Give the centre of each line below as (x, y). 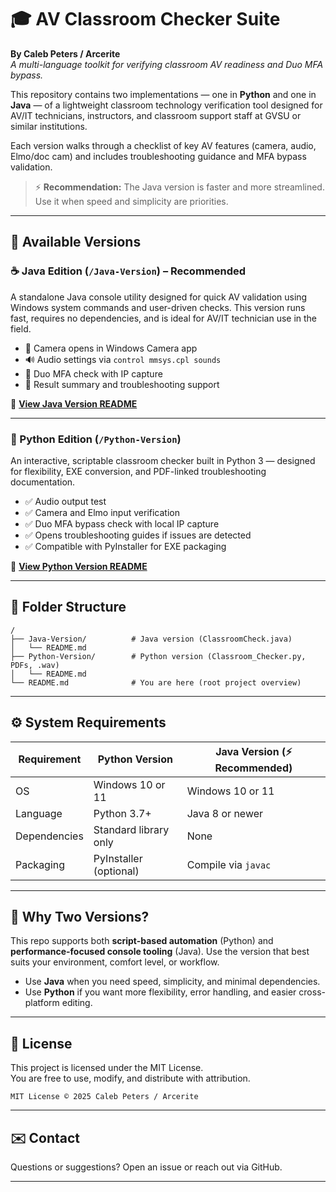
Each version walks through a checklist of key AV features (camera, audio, (163, 145)
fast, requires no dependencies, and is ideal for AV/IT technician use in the (164, 318)
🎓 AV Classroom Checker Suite (145, 19)
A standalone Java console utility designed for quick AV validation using (159, 297)
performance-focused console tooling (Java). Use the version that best (160, 952)
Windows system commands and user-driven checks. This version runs (158, 307)
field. (21, 328)
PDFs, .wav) (35, 665)
